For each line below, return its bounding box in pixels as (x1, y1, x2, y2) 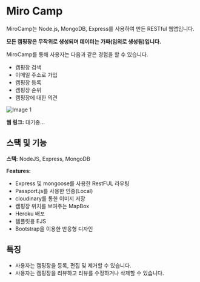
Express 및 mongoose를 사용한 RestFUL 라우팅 (15, 180, 130, 187)
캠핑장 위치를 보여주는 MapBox (15, 202, 90, 209)
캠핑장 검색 (15, 64, 42, 71)
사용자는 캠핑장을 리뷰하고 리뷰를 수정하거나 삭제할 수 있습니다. (15, 269, 165, 277)
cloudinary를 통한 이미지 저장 (15, 195, 86, 202)
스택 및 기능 (6, 138, 47, 148)
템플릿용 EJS (15, 217, 47, 225)
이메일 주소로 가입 (15, 71, 58, 78)
